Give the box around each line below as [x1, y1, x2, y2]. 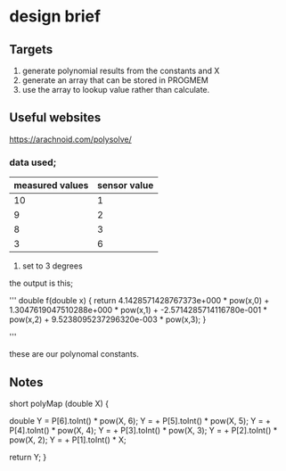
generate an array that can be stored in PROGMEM [21, 75, 209, 86]
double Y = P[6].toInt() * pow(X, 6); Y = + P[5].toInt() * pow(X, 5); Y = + [9, 415, 272, 426]
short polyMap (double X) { [9, 398, 110, 409]
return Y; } [9, 451, 47, 462]
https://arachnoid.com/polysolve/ [9, 134, 132, 145]
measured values [13, 179, 89, 192]
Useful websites [9, 110, 102, 126]
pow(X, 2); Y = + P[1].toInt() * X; [9, 434, 127, 445]
